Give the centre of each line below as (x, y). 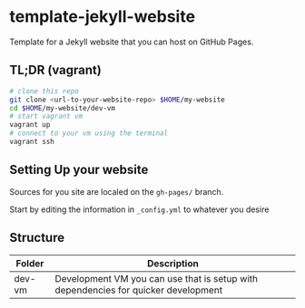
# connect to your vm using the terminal (89, 133)
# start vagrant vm (46, 116)
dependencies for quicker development (138, 290)
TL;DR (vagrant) (55, 70)
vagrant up (30, 125)
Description (173, 263)
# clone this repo (44, 91)
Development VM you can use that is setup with (156, 278)
